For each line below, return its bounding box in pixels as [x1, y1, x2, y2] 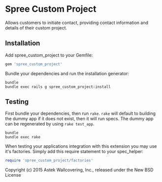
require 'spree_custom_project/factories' [5, 158, 93, 163]
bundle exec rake [5, 135, 41, 140]
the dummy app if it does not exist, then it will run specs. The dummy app [5, 116, 154, 122]
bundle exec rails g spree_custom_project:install [5, 84, 111, 89]
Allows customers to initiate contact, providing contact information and [5, 20, 148, 26]
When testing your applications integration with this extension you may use [5, 143, 157, 149]
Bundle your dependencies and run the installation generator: [5, 70, 129, 77]
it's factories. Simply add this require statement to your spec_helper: [5, 149, 143, 155]
